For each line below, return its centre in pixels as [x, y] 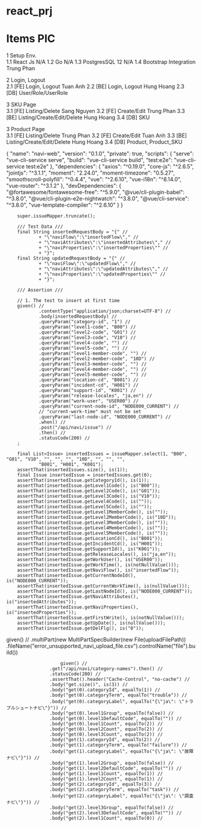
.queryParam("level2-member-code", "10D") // [96, 359]
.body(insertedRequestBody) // [78, 317]
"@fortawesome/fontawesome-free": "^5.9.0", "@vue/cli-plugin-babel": [96, 192]
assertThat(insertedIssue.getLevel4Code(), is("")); [85, 502]
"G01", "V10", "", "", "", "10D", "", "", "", [66, 459]
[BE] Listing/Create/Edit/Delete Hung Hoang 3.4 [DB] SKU [78, 117]
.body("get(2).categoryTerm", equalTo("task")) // [114, 790]
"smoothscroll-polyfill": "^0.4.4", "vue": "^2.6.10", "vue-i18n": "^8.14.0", [94, 179]
